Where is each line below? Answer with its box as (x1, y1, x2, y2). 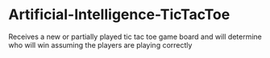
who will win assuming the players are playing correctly (8, 40, 193, 49)
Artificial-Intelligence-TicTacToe (8, 6, 231, 24)
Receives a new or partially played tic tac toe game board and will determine (8, 32, 262, 41)
